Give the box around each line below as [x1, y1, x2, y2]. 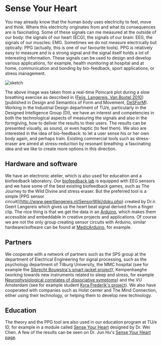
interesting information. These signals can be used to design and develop [5, 55, 151, 61]
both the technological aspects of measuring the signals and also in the [5, 115, 147, 121]
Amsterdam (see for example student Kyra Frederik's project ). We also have [5, 282, 156, 288]
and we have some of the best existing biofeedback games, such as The [5, 183, 149, 189]
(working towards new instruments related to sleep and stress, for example [5, 272, 154, 278]
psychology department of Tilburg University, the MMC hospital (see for [5, 261, 149, 267]
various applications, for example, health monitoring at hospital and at [5, 60, 144, 66]
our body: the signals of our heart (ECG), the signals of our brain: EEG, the [5, 34, 153, 40]
